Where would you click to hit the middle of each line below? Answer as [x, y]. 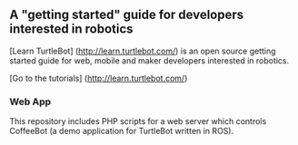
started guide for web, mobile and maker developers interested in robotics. [149, 60]
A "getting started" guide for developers [127, 15]
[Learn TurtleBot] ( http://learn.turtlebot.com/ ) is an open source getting [143, 51]
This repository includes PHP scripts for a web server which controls [138, 121]
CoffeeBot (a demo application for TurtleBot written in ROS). [122, 131]
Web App [30, 101]
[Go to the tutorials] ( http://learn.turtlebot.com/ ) [99, 78]
